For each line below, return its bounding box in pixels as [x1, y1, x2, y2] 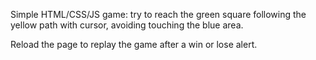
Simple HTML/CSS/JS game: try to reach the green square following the [10, 9, 307, 20]
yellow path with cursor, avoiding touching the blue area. [10, 19, 244, 31]
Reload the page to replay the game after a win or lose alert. [10, 39, 258, 50]
